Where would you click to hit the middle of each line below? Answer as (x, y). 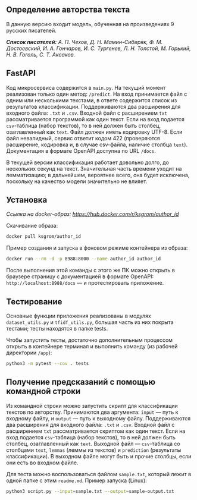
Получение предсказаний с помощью (81, 382)
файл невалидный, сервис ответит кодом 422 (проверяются (83, 138)
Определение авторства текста (68, 10)
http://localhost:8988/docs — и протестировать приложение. (85, 283)
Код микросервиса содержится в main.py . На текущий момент (86, 87)
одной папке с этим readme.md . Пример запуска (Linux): (76, 480)
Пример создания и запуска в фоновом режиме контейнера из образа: (97, 248)
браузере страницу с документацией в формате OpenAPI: (80, 276)
